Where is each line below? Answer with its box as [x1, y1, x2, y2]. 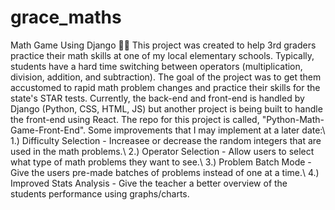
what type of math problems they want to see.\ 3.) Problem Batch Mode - [10, 156, 312, 168]
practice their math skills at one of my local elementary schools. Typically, [10, 49, 315, 61]
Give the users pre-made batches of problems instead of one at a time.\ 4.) [10, 166, 320, 178]
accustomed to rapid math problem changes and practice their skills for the [10, 81, 321, 93]
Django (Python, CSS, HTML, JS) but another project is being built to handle [10, 102, 323, 115]
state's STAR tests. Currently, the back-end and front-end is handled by [10, 92, 305, 104]
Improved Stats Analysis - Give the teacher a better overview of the [10, 177, 288, 189]
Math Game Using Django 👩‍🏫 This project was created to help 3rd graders [10, 39, 317, 51]
